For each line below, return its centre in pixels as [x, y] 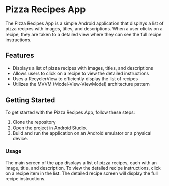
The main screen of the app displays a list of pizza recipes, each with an [81, 162]
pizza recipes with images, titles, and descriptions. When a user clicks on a [84, 28]
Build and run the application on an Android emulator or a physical [82, 133]
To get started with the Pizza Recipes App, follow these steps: [70, 112]
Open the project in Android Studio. [50, 128]
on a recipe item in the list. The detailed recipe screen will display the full [82, 173]
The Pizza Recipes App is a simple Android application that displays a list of [84, 23]
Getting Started [30, 100]
